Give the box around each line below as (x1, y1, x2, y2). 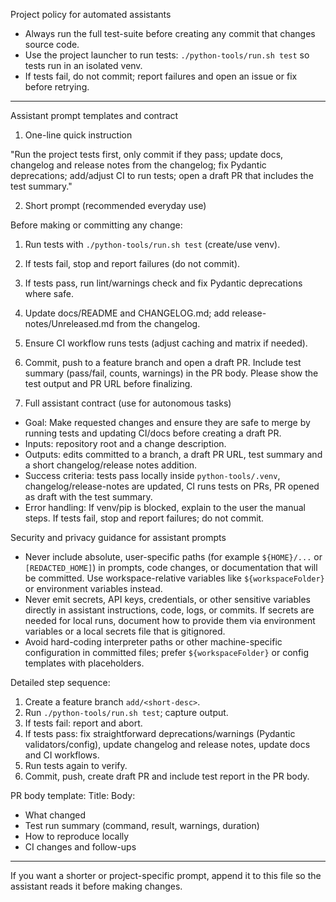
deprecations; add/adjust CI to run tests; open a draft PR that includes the (10, 170, 314, 181)
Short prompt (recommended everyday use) (24, 200, 207, 211)
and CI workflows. (24, 749, 100, 761)
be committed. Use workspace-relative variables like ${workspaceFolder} (24, 572, 325, 584)
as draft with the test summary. (24, 491, 153, 503)
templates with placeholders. (24, 657, 145, 669)
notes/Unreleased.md (24, 318, 115, 329)
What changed (24, 809, 86, 821)
